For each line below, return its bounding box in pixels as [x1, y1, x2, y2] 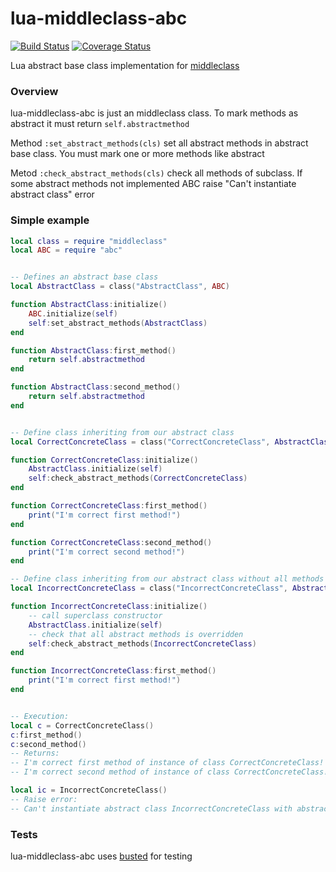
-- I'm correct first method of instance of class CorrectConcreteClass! [10, 758, 325, 768]
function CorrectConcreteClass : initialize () [10, 455, 199, 465]
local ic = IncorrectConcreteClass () [10, 785, 168, 796]
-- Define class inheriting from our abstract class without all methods [10, 574, 325, 584]
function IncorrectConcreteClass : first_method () [10, 666, 217, 676]
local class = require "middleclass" [10, 236, 168, 246]
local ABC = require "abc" [10, 245, 123, 256]
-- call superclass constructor [28, 610, 163, 621]
